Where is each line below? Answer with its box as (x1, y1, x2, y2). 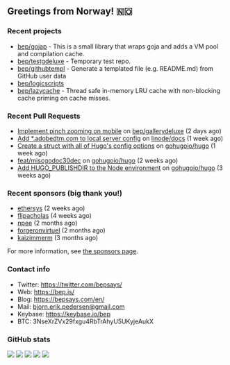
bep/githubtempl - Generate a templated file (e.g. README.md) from (17, 64, 214, 72)
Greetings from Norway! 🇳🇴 (7, 6, 133, 17)
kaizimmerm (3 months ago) (17, 234, 99, 242)
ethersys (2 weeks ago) (17, 204, 85, 212)
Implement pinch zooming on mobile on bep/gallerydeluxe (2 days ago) (17, 126, 222, 135)
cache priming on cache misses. (17, 94, 110, 102)
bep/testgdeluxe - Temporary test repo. (17, 57, 131, 65)
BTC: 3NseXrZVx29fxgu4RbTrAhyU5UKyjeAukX (17, 317, 154, 325)
